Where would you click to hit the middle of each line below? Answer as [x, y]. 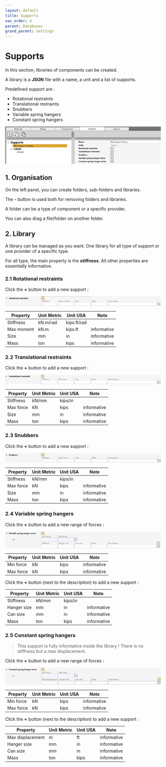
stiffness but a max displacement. [52, 651]
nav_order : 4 [19, 21]
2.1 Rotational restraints [34, 279]
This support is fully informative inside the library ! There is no [80, 646]
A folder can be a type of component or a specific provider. [65, 209]
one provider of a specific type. [37, 251]
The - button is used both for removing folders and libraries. [66, 199]
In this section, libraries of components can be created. [61, 70]
